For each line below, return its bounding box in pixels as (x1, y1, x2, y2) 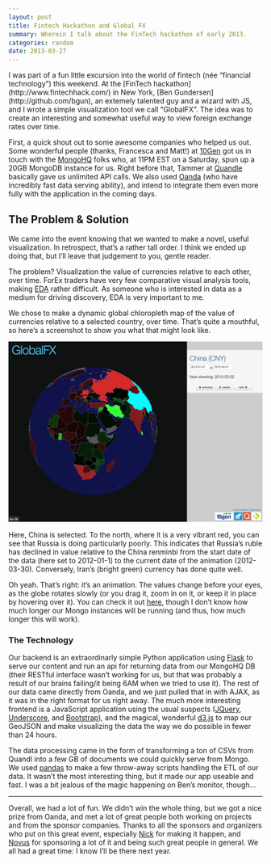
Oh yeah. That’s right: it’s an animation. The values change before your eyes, (8, 580, 263, 589)
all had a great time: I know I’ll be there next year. (8, 846, 172, 856)
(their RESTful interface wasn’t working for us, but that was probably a (8, 670, 243, 680)
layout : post (8, 13, 52, 21)
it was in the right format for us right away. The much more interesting (8, 696, 241, 706)
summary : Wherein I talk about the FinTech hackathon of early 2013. (8, 30, 248, 38)
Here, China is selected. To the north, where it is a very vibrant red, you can (8, 529, 260, 539)
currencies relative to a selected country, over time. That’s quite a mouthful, (8, 316, 260, 327)
